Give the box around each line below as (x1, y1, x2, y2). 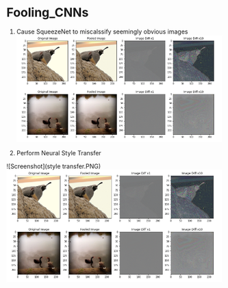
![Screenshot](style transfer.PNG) (6, 162, 101, 170)
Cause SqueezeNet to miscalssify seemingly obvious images (16, 27, 188, 36)
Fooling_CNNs (6, 5, 89, 21)
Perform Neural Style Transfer (16, 149, 102, 157)
